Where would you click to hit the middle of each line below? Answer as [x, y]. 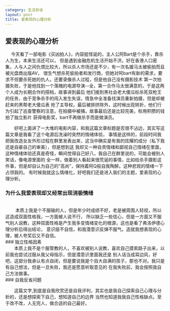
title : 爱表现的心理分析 [28, 19]
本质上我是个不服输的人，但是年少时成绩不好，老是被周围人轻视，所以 [88, 210]
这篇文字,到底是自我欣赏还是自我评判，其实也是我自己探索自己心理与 [86, 291]
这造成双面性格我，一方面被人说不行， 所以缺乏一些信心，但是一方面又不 [81, 217]
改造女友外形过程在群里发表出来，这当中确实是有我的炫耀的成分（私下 [87, 141]
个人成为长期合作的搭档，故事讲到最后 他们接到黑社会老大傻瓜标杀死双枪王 [83, 92]
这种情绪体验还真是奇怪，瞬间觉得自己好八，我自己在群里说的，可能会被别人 [85, 153]
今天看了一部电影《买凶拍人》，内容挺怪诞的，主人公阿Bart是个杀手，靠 [85, 54]
